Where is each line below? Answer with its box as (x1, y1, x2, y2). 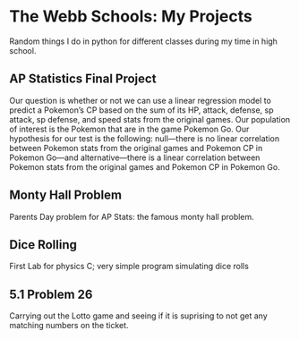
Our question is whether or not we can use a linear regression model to (9, 95, 271, 106)
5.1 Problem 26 (9, 286, 93, 301)
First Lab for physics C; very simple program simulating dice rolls (9, 261, 249, 272)
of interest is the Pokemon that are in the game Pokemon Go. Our (9, 123, 250, 134)
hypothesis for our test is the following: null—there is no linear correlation (9, 132, 280, 144)
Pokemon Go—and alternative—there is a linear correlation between (9, 152, 261, 163)
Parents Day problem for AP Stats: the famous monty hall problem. (9, 211, 255, 222)
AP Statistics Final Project (9, 72, 157, 87)
